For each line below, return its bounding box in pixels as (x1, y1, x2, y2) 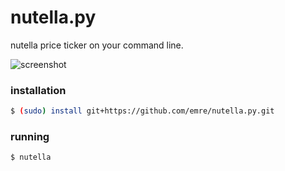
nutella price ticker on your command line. (10, 39, 184, 51)
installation (10, 83, 67, 97)
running (10, 130, 50, 144)
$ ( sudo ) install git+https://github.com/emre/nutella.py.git (10, 106, 275, 116)
